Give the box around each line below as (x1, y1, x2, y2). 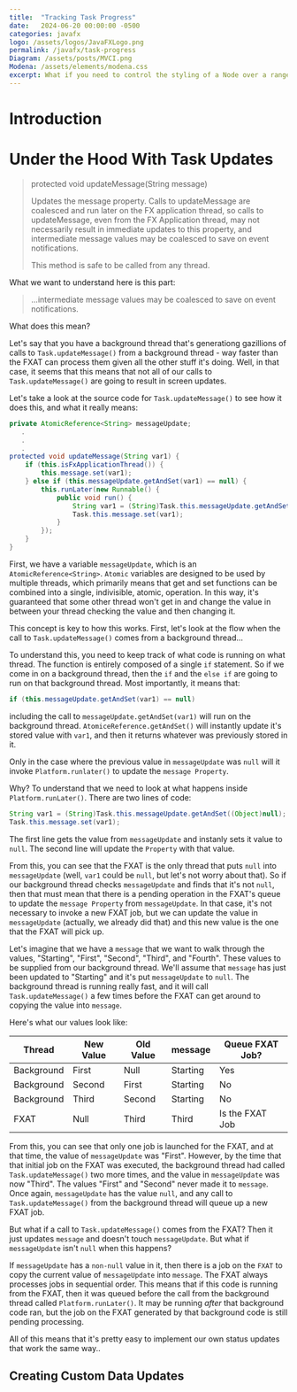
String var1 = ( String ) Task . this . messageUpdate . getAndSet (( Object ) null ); (9, 809, 287, 818)
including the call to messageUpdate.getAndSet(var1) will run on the (9, 710, 252, 722)
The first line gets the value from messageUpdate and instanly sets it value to (9, 833, 283, 844)
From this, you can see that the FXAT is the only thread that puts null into (9, 860, 277, 870)
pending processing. (9, 1316, 84, 1326)
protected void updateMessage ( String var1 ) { (9, 452, 179, 461)
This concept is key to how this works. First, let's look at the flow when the (9, 623, 281, 633)
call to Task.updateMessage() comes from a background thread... (9, 632, 244, 643)
